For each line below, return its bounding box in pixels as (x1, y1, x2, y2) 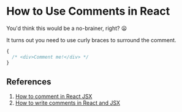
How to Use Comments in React (6, 4, 170, 18)
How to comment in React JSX (15, 93, 93, 100)
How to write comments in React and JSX (15, 99, 121, 106)
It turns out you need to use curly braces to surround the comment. (6, 36, 176, 43)
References (6, 77, 51, 87)
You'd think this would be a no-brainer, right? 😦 (6, 24, 127, 32)
